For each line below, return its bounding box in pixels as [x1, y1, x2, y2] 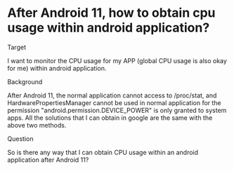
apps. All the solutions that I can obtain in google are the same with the [7, 114, 213, 122]
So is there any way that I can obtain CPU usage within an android [7, 148, 199, 156]
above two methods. [7, 121, 67, 129]
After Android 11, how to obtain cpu [7, 5, 216, 21]
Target [7, 43, 27, 51]
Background [7, 77, 43, 85]
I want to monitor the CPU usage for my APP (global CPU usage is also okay [7, 56, 227, 64]
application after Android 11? [7, 156, 89, 164]
